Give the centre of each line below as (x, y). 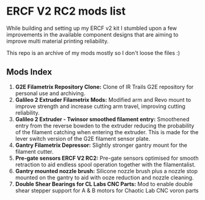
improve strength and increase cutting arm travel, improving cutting (100, 106)
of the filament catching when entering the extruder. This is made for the (107, 132)
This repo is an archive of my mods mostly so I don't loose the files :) (93, 52)
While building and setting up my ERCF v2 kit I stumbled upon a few (92, 28)
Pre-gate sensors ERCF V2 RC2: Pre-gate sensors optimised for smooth (107, 158)
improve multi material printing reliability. (58, 41)
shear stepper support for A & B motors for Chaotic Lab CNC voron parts (107, 190)
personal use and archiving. (50, 93)
